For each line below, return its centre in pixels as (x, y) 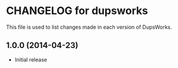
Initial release (31, 59)
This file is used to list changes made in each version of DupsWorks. (89, 27)
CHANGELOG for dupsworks (77, 11)
